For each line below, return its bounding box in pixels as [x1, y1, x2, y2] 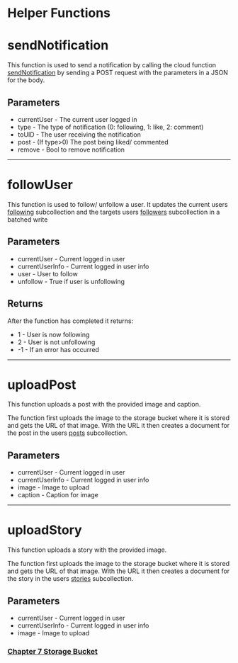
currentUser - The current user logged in [17, 115, 137, 123]
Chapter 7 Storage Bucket [7, 646, 98, 656]
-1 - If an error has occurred [17, 345, 99, 353]
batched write [7, 215, 48, 224]
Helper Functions [7, 5, 111, 21]
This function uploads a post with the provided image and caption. [7, 400, 201, 409]
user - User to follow [17, 269, 78, 278]
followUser [7, 177, 73, 193]
